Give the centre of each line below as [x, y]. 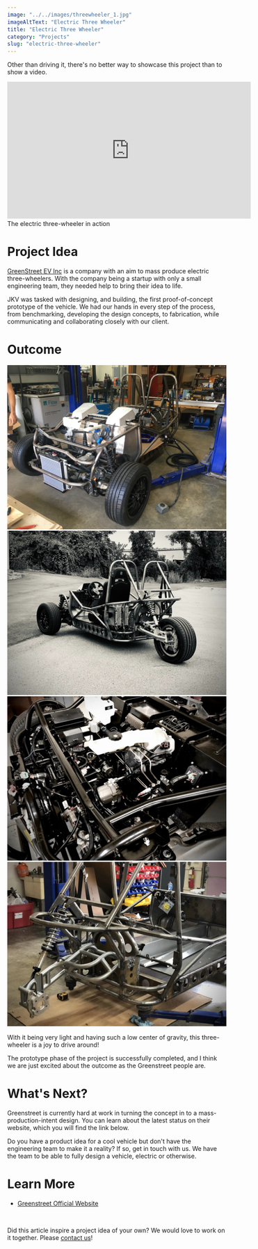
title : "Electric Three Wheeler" [56, 29]
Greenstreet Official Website [58, 1203]
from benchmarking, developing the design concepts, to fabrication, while [113, 314]
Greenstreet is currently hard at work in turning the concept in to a [102, 1113]
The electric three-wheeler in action [59, 224]
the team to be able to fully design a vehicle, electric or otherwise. [102, 1156]
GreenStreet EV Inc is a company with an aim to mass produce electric [108, 271]
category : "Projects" [39, 37]
